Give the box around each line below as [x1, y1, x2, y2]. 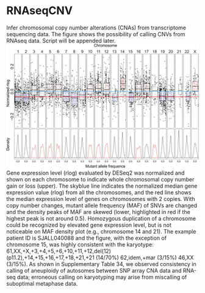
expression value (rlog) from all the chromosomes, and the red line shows [6, 189, 192, 196]
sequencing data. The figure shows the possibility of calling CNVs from [6, 30, 185, 37]
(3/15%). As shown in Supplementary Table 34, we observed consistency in [6, 261, 196, 268]
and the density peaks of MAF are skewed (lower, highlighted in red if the [6, 208, 190, 216]
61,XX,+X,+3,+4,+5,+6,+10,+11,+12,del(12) [6, 248, 112, 255]
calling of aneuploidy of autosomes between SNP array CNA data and [6, 267, 182, 275]
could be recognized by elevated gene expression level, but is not [6, 221, 172, 229]
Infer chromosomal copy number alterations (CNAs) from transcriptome [6, 24, 186, 31]
